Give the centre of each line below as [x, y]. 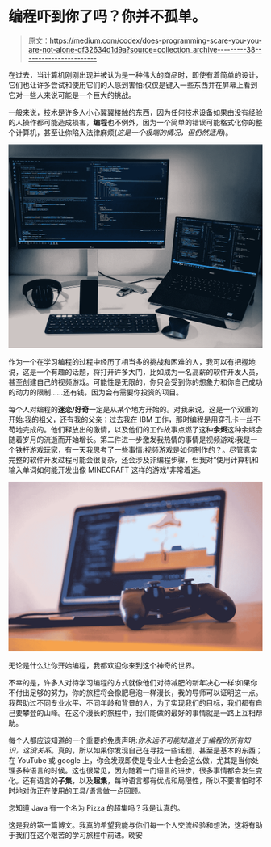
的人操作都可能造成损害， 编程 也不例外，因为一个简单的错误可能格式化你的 [132, 122]
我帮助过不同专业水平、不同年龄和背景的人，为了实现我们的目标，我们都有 [132, 702]
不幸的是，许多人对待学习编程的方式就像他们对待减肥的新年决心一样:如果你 [133, 682]
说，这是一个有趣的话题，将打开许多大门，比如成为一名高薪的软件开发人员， [135, 372]
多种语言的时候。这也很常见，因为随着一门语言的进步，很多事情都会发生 [135, 770]
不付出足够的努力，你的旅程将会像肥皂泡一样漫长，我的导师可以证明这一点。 [135, 693]
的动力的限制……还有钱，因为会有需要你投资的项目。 [96, 392]
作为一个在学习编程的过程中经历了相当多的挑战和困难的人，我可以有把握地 [132, 362]
